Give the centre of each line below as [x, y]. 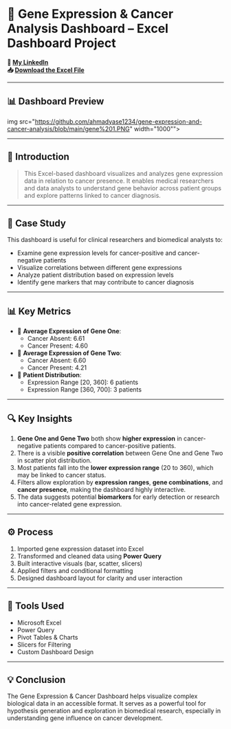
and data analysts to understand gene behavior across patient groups [123, 188]
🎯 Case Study [37, 223]
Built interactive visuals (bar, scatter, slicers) [80, 563]
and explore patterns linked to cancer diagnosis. [92, 195]
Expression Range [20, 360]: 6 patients [83, 382]
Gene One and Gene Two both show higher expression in [99, 438]
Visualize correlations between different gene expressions [99, 268]
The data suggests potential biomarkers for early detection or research [118, 497]
